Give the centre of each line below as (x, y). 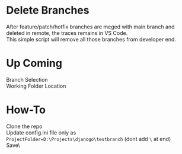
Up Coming (34, 63)
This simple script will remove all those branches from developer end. (91, 39)
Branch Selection (27, 79)
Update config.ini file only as (41, 132)
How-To (26, 110)
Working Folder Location (36, 86)
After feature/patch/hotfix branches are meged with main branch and (90, 27)
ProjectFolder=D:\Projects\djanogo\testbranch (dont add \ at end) (89, 139)
